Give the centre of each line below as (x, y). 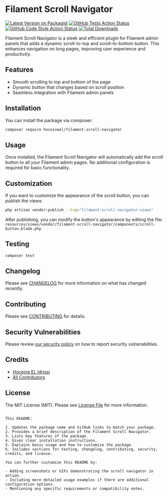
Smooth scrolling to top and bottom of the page (61, 82)
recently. (14, 288)
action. (13, 475)
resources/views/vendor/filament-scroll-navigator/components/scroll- (80, 224)
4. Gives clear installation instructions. (51, 440)
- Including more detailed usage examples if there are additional (77, 480)
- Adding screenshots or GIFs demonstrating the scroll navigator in (79, 471)
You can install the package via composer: (49, 120)
